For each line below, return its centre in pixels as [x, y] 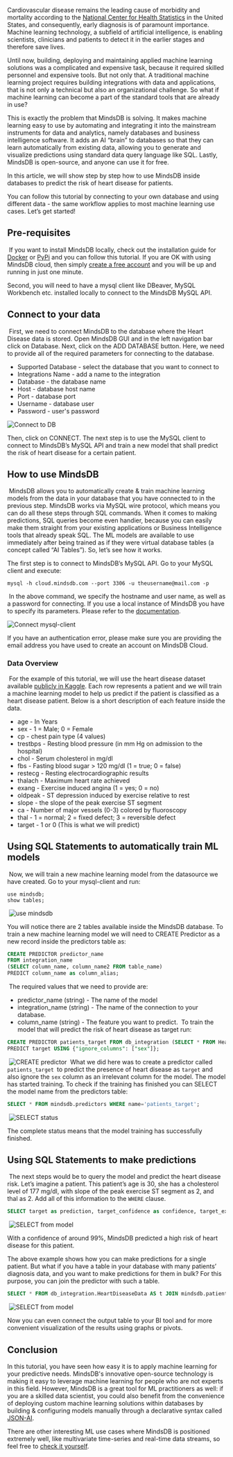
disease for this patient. [41, 1245]
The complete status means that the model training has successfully [105, 1131]
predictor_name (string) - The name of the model [87, 1000]
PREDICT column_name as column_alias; [63, 973]
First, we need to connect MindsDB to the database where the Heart [106, 331]
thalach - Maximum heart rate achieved [74, 781]
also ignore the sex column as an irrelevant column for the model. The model [116, 1076]
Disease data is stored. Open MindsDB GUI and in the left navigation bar [110, 339]
